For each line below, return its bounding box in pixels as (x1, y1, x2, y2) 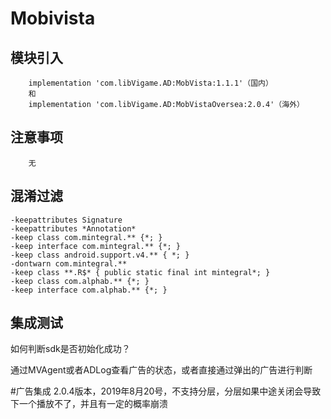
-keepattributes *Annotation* (10, 223, 137, 234)
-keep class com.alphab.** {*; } (10, 276, 150, 286)
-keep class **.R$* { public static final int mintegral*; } (10, 267, 271, 277)
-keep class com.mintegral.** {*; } (10, 232, 163, 242)
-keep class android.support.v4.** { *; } (10, 250, 190, 260)
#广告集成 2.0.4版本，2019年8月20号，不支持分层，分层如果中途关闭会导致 (10, 385, 322, 397)
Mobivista (10, 7, 96, 30)
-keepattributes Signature (10, 215, 123, 225)
